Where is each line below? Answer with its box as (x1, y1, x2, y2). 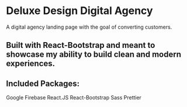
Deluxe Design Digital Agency (6, 4, 153, 18)
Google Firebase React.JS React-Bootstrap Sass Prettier (6, 94, 142, 101)
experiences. (6, 58, 56, 68)
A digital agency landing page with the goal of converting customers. (6, 23, 172, 30)
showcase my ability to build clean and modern (6, 50, 181, 60)
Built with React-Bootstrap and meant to (6, 40, 155, 50)
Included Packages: (6, 78, 80, 88)
